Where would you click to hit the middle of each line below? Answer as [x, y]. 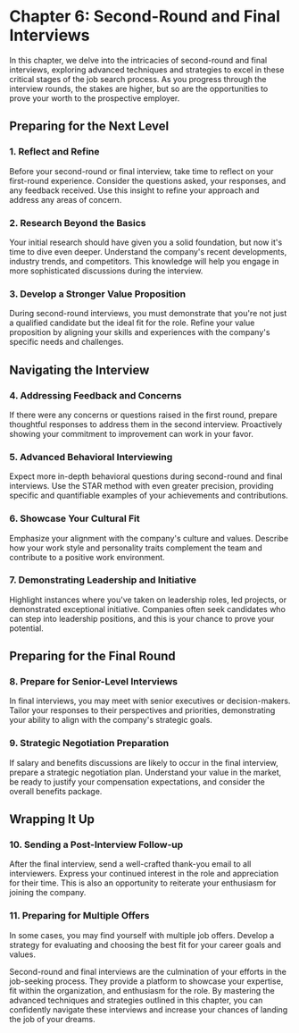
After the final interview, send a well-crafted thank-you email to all [130, 864]
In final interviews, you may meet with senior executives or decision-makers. [150, 701]
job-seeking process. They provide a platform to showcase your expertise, [146, 981]
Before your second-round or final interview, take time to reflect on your [141, 171]
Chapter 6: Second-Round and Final [145, 17]
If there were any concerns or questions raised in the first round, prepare [144, 415]
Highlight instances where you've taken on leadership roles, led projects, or [148, 600]
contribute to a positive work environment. [87, 557]
